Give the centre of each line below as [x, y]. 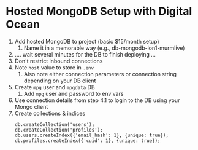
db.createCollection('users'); [55, 124]
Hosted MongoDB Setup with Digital [99, 11]
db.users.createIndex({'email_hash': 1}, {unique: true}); [92, 135]
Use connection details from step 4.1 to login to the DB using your [97, 100]
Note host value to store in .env [54, 67]
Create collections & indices [50, 113]
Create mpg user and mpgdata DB [55, 87]
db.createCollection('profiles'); [59, 130]
